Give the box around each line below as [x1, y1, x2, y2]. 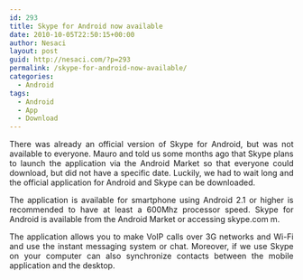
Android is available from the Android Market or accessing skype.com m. [9, 214, 280, 225]
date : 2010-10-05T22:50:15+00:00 [9, 30, 135, 39]
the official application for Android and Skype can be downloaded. [9, 177, 255, 188]
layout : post [9, 47, 59, 56]
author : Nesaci [9, 38, 67, 48]
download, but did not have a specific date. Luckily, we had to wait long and [9, 168, 294, 179]
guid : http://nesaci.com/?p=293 [9, 55, 131, 64]
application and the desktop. [9, 260, 115, 271]
